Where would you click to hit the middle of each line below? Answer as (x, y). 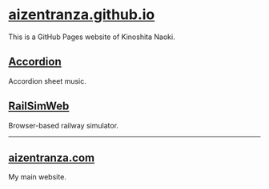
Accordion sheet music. (47, 81)
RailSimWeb (39, 106)
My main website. (37, 177)
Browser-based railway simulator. (63, 125)
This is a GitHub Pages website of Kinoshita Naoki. (92, 37)
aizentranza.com (51, 157)
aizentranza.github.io (82, 15)
